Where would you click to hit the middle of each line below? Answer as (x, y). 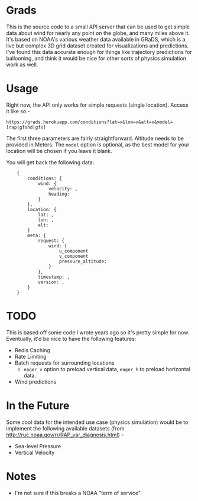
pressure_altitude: (83, 261)
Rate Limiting (30, 356)
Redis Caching (32, 350)
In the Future (38, 406)
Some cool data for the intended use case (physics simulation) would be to (97, 422)
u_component (74, 251)
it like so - (18, 111)
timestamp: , (53, 277)
